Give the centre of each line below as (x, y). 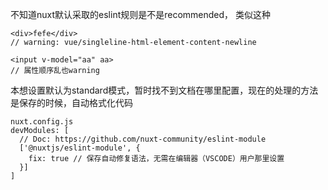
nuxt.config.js (42, 122)
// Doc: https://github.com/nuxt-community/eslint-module (143, 139)
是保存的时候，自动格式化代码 (71, 102)
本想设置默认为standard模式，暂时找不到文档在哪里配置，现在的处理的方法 (164, 90)
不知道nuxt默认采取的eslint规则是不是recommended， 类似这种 (141, 14)
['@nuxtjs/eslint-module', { (80, 148)
